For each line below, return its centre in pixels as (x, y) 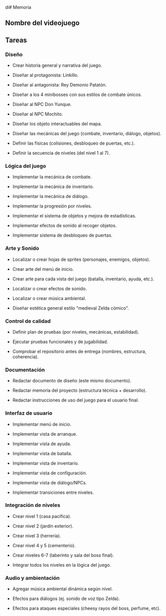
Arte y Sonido (22, 248)
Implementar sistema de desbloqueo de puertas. (62, 235)
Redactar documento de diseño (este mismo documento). (72, 381)
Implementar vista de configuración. (50, 473)
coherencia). (25, 357)
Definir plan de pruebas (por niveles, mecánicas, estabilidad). (76, 332)
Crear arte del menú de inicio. (43, 269)
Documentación (25, 370)
